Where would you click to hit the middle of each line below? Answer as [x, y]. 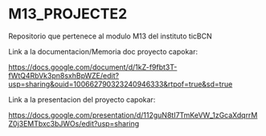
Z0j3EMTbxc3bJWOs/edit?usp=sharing [74, 123]
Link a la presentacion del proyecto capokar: [82, 99]
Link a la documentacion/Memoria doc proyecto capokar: [103, 51]
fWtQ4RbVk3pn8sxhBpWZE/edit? [63, 75]
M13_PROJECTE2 [68, 14]
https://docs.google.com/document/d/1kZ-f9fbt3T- [93, 67]
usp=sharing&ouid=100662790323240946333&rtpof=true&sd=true [121, 84]
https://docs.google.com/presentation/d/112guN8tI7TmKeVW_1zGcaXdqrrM [133, 115]
